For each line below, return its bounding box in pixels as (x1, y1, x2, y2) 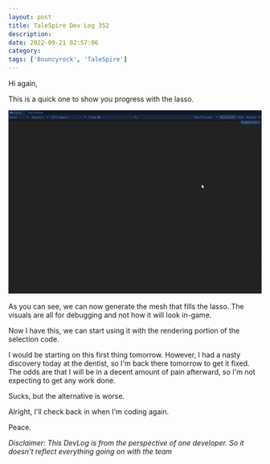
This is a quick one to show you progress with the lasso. (8, 94, 194, 104)
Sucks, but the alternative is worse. (8, 391, 125, 401)
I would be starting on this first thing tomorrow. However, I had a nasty (8, 350, 241, 360)
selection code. (8, 334, 59, 344)
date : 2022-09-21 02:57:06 (8, 39, 99, 47)
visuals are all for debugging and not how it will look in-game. (8, 310, 212, 320)
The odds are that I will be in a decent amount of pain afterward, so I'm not (8, 367, 256, 377)
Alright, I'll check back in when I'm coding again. (8, 407, 170, 416)
